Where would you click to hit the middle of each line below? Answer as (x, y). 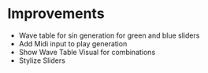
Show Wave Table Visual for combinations (87, 52)
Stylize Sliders (42, 60)
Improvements (56, 14)
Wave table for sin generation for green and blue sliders (109, 35)
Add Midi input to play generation (73, 43)
